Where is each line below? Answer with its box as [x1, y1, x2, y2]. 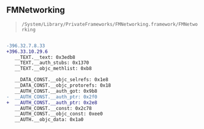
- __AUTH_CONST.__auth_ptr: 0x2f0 [6, 93, 98, 100]
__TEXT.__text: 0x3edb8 [14, 54, 76, 60]
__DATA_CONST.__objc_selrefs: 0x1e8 [14, 77, 109, 83]
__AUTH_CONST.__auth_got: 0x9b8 [14, 88, 98, 94]
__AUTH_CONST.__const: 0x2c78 [14, 105, 92, 111]
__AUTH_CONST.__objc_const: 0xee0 [14, 111, 103, 117]
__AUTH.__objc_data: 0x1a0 [14, 117, 84, 123]
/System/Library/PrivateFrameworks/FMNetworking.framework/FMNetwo [21, 21, 198, 27]
